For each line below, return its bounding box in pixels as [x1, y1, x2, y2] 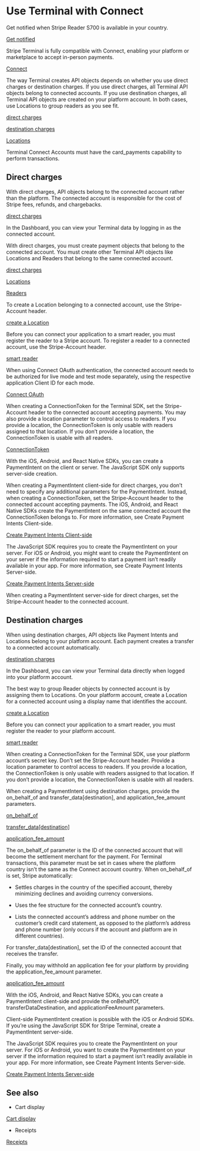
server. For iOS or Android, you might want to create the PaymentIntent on [6, 549, 189, 556]
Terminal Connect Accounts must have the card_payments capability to [6, 148, 182, 156]
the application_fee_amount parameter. [6, 968, 102, 975]
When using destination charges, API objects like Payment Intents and [6, 631, 179, 638]
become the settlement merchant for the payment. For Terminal [6, 852, 162, 860]
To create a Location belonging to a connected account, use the [6, 301, 164, 308]
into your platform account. [6, 673, 73, 680]
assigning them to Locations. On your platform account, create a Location [6, 691, 187, 698]
